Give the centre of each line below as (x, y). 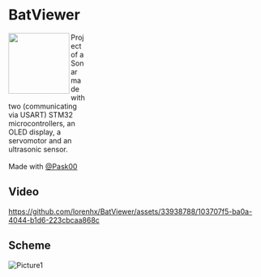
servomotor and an (40, 140)
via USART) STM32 (41, 114)
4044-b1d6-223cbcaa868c (54, 219)
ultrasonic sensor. (39, 149)
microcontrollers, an (42, 123)
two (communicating (43, 106)
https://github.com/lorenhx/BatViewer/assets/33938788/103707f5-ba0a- (130, 211)
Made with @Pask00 (43, 166)
